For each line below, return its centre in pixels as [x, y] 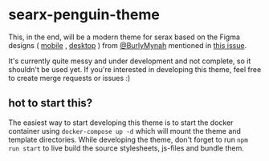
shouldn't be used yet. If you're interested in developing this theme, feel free [135, 69]
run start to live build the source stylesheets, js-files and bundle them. [126, 148]
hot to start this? [51, 103]
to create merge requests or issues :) [69, 78]
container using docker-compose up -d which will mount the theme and [124, 131]
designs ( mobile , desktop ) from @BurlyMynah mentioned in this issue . [128, 45]
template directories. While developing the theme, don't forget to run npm [128, 139]
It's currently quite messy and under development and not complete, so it [130, 61]
